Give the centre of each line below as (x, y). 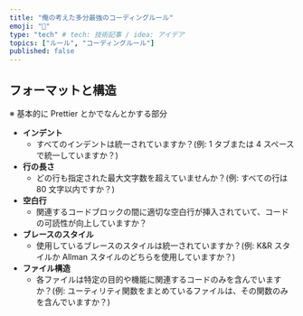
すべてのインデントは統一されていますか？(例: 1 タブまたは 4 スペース (165, 144)
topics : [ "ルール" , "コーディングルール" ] (82, 43)
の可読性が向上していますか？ (91, 223)
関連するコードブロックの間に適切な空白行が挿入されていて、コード (162, 211)
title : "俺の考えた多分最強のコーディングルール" (91, 18)
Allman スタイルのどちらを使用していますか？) (148, 256)
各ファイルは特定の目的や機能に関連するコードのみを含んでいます (159, 279)
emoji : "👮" (30, 26)
